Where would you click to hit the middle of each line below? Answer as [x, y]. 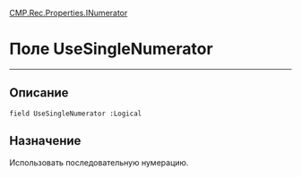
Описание [39, 93]
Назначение [45, 141]
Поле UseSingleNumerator [111, 49]
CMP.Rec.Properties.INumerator [69, 13]
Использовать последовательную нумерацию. [99, 162]
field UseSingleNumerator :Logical [76, 114]
